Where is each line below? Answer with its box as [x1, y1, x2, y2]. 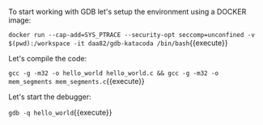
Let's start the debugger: [8, 92, 91, 102]
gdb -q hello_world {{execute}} [8, 108, 112, 117]
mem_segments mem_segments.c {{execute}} [8, 77, 146, 85]
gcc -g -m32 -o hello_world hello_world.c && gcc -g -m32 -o [8, 69, 219, 77]
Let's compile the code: [8, 54, 87, 63]
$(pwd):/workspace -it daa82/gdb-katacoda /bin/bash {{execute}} [8, 38, 228, 48]
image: [8, 15, 32, 25]
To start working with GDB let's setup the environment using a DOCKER [8, 7, 247, 16]
